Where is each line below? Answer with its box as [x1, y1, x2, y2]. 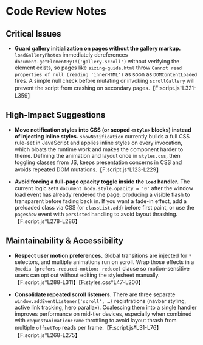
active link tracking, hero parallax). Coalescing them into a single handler [14, 304, 197, 311]
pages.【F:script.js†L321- [132, 84, 197, 91]
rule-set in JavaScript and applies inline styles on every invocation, [14, 139, 183, 146]
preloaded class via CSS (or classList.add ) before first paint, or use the [14, 204, 195, 211]
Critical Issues [5, 29, 61, 39]
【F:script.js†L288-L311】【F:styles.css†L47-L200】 [14, 279, 144, 286]
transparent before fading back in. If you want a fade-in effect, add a [14, 197, 187, 205]
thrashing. [152, 210, 178, 218]
